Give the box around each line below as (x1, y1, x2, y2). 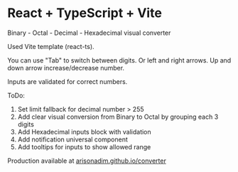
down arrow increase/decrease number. (7, 63, 125, 72)
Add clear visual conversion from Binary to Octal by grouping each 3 (17, 112, 219, 121)
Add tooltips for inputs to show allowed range (17, 142, 151, 151)
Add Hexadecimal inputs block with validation (17, 127, 151, 136)
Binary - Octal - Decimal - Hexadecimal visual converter (7, 28, 171, 37)
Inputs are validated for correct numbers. (7, 77, 128, 86)
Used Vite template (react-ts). (7, 42, 94, 50)
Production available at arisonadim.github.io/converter (7, 156, 167, 165)
